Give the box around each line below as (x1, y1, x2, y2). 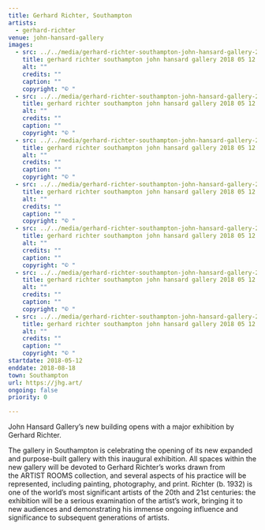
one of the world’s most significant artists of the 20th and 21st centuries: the (8, 487, 256, 498)
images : (8, 41, 34, 49)
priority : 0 (8, 393, 47, 401)
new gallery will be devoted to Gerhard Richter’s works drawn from (8, 463, 226, 472)
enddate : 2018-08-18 (8, 364, 77, 372)
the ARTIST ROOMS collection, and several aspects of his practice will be (8, 471, 247, 480)
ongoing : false (8, 386, 58, 394)
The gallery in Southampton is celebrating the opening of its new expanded (8, 445, 253, 455)
